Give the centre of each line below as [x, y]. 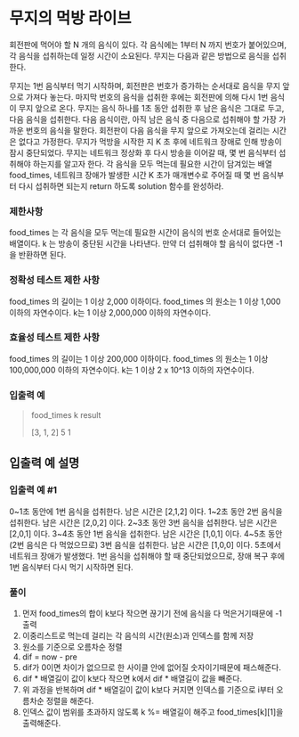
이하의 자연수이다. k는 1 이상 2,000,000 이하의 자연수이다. [110, 312]
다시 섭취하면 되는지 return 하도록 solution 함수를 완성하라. [121, 186]
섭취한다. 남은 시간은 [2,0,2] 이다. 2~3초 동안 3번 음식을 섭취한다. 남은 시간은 [143, 522]
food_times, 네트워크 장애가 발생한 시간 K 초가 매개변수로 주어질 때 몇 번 [135, 175]
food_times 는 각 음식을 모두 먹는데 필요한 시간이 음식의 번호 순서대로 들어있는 [145, 233]
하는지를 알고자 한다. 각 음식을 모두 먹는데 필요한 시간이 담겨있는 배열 [153, 164]
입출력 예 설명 [44, 463]
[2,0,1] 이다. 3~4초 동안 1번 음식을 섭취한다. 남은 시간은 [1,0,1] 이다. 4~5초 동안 [146, 533]
